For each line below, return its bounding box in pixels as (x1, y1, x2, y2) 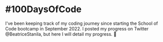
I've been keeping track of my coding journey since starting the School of (5, 20, 158, 26)
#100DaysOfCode (5, 4, 82, 15)
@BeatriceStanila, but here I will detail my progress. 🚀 (5, 31, 117, 37)
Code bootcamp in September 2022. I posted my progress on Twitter (5, 25, 149, 31)
